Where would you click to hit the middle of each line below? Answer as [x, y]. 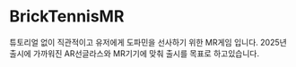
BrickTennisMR [67, 17]
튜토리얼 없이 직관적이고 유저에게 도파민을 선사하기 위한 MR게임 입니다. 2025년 [148, 42]
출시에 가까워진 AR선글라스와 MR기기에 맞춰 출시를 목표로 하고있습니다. [135, 53]
